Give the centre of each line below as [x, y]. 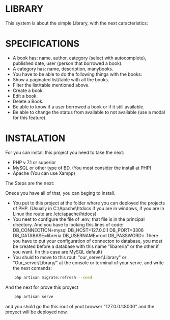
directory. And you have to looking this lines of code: [68, 224]
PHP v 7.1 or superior [34, 162]
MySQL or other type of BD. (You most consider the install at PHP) [82, 168]
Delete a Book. [28, 101]
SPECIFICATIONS [42, 44]
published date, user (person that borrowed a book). [68, 63]
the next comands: [32, 268]
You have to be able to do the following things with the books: [77, 74]
